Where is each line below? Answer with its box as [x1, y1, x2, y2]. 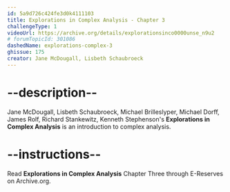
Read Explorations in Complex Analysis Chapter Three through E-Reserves [7, 169, 223, 177]
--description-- [7, 84, 98, 100]
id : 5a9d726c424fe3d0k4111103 [7, 10, 95, 17]
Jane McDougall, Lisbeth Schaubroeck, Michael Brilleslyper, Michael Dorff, [7, 108, 220, 116]
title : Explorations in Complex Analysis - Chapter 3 [7, 17, 166, 23]
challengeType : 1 [7, 23, 57, 30]
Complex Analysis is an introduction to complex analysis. [7, 122, 171, 131]
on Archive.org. [7, 177, 51, 185]
